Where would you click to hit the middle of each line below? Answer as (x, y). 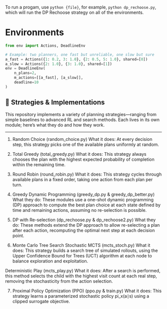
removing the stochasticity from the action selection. (59, 281)
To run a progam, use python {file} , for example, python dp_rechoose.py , (81, 7)
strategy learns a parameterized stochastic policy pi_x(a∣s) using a (81, 296)
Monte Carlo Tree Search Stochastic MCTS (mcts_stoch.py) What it (81, 245)
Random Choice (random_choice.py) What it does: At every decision (82, 139)
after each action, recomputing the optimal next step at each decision (83, 230)
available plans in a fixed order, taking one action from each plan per (83, 179)
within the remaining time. (39, 164)
